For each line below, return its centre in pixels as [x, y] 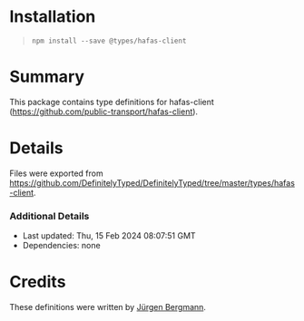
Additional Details [49, 216]
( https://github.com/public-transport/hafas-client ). [103, 112]
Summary [47, 77]
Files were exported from [56, 173]
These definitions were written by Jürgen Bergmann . [108, 307]
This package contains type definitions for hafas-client [112, 102]
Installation [53, 17]
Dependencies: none [62, 246]
